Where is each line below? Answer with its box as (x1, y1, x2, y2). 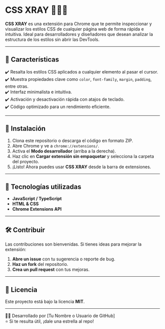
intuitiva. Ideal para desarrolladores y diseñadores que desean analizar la (5, 31, 153, 37)
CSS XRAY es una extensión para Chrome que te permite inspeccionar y (5, 21, 152, 27)
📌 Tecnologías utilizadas (5, 183, 82, 191)
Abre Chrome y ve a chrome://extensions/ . (12, 143, 99, 148)
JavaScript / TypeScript (12, 196, 62, 202)
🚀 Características (5, 55, 59, 64)
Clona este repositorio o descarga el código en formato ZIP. (12, 138, 134, 144)
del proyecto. (12, 158, 39, 164)
